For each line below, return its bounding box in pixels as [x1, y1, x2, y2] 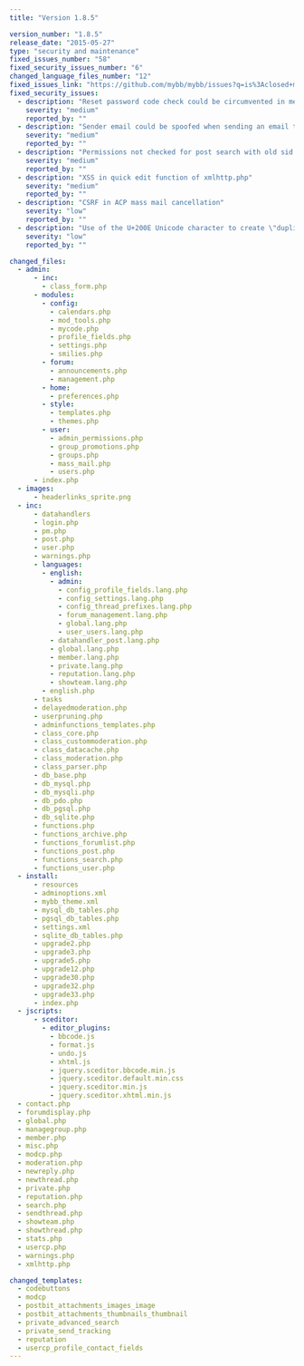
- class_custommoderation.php [33, 737, 147, 746]
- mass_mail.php [49, 459, 111, 468]
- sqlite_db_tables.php [33, 931, 124, 940]
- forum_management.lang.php [57, 611, 168, 620]
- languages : [33, 560, 83, 569]
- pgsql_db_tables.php [33, 914, 119, 923]
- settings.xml [33, 922, 91, 932]
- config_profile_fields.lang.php [57, 586, 188, 595]
